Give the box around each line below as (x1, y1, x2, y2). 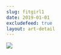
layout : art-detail (6, 25, 56, 32)
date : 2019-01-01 (6, 15, 50, 21)
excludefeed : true (6, 20, 53, 26)
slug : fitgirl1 (6, 8, 45, 15)
